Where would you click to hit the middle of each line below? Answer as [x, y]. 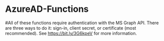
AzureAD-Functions [47, 9]
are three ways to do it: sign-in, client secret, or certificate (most [71, 28]
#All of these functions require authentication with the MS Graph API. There [82, 23]
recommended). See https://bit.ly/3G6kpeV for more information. [71, 33]
